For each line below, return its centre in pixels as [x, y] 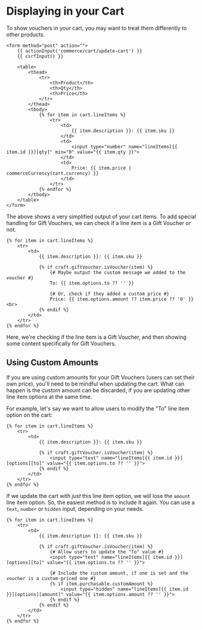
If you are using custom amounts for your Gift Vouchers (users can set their [101, 377]
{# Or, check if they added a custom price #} [109, 294]
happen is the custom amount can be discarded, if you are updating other [98, 390]
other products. [26, 34]
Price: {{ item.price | [101, 168]
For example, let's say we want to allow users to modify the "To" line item [98, 408]
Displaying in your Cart [65, 11]
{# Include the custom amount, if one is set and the [119, 573]
